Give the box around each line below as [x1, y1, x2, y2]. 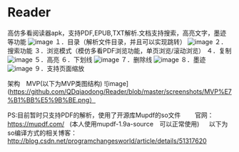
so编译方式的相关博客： [7, 129, 77, 137]
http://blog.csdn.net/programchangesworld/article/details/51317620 [7, 136, 207, 145]
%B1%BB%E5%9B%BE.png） [7, 95, 96, 104]
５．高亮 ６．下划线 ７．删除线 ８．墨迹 [34, 55, 206, 64]
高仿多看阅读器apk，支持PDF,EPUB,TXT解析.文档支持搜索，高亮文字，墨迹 [7, 28, 227, 37]
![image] [103, 79, 128, 87]
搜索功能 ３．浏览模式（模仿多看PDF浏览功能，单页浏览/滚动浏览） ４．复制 [7, 46, 232, 55]
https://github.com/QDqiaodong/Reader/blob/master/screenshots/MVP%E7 [9, 87, 232, 96]
